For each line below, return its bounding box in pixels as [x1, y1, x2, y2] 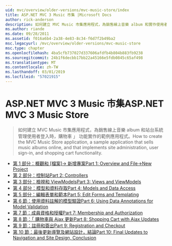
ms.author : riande [5, 27, 45, 32]
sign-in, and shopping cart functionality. [17, 150, 102, 156]
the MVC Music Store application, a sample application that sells [17, 139, 154, 145]
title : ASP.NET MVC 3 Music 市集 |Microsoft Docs [5, 12, 112, 17]
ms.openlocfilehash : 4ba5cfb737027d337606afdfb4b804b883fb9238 [5, 50, 143, 55]
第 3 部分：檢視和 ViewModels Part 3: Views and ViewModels [12, 178, 142, 184]
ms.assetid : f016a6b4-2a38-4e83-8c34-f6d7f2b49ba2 [5, 36, 116, 42]
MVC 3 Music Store [5, 109, 89, 121]
